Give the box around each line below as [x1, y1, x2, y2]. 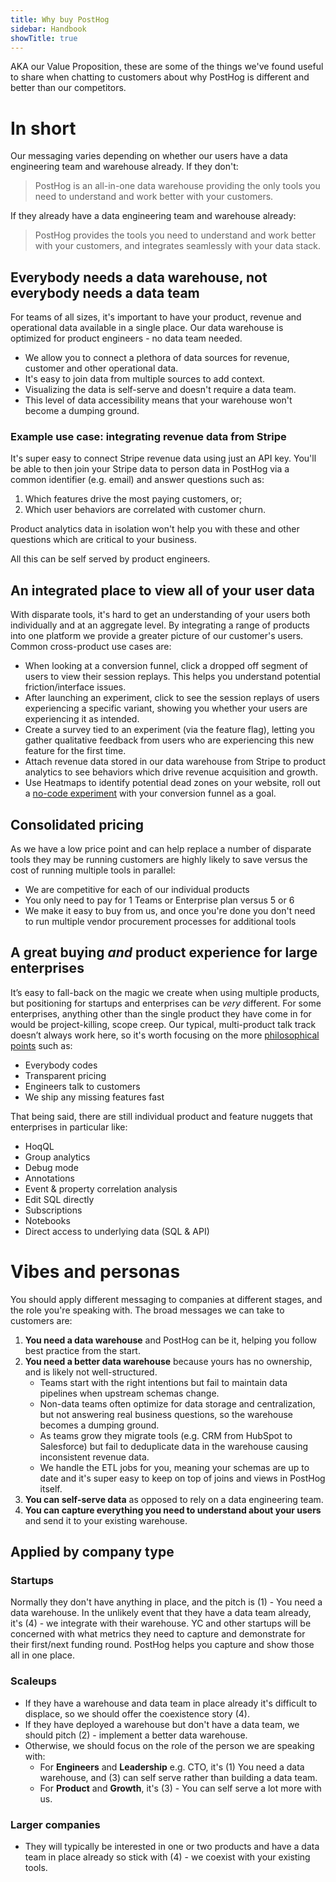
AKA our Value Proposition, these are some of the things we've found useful [10, 61, 324, 73]
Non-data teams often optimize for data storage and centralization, [39, 1397, 316, 1410]
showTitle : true [10, 33, 78, 43]
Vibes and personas [10, 1261, 181, 1283]
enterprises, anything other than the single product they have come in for [10, 1007, 312, 1020]
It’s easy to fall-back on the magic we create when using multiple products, [10, 986, 320, 998]
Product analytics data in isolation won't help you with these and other [10, 523, 300, 535]
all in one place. [10, 1649, 75, 1661]
